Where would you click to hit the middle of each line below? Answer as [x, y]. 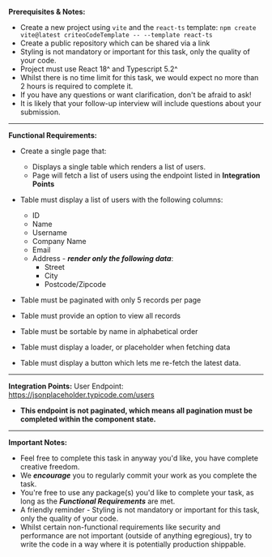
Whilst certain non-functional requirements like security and [120, 527]
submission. [40, 112]
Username [49, 233]
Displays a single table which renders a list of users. [119, 167]
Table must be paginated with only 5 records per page [110, 300]
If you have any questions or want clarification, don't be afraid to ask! [136, 95]
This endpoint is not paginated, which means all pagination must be [136, 410]
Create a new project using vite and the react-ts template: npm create [138, 27]
